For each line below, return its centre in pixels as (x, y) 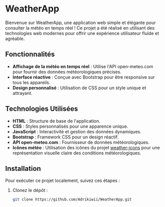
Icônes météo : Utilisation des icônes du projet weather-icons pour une (86, 147)
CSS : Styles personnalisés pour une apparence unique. (70, 126)
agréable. (15, 39)
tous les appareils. (31, 82)
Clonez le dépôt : (30, 190)
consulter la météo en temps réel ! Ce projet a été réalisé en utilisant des (80, 28)
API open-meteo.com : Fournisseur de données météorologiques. (81, 142)
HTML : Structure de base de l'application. (56, 121)
